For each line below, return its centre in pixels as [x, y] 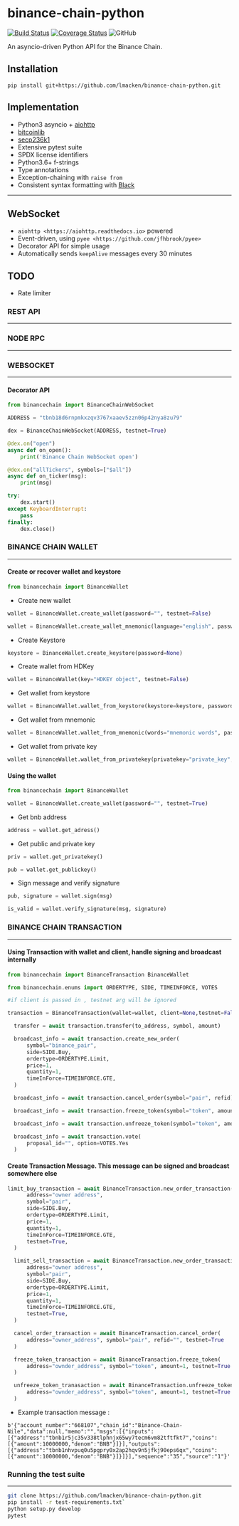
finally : [20, 522]
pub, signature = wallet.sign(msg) [60, 896]
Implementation [43, 107]
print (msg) [36, 483]
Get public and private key [56, 843]
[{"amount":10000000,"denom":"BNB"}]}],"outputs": [84, 1444]
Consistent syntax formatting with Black [76, 185]
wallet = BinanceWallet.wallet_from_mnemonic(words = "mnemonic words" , [114, 733]
